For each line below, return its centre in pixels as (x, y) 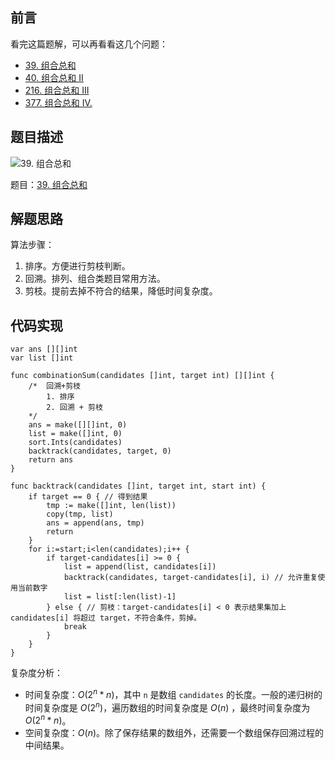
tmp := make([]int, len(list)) (111, 506)
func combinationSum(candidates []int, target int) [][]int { (142, 376)
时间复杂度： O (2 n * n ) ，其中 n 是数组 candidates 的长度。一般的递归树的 (173, 693)
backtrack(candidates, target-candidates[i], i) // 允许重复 (190, 578)
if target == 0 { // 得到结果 (88, 497)
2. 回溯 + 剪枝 (74, 408)
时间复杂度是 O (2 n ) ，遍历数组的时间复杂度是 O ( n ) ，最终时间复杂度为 (167, 706)
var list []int (42, 358)
